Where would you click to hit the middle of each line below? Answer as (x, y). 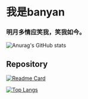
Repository (27, 64)
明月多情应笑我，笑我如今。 (46, 32)
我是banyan (36, 12)
